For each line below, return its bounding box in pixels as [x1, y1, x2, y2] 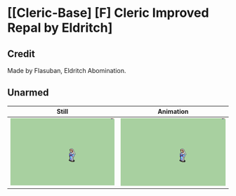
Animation [157, 107, 189, 116]
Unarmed [7, 86, 49, 99]
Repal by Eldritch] [7, 20, 113, 36]
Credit [7, 48, 35, 60]
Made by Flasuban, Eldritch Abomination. [7, 67, 126, 74]
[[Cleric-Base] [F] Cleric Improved [7, 5, 209, 21]
